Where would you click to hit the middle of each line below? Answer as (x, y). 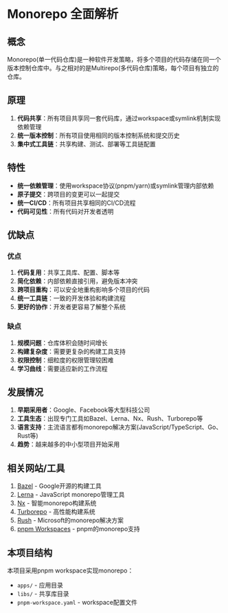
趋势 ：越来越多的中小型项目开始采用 (68, 445)
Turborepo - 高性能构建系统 (56, 512)
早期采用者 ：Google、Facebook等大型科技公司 (83, 410)
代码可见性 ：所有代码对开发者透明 (65, 211)
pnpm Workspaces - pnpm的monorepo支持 (79, 529)
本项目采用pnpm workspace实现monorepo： (70, 570)
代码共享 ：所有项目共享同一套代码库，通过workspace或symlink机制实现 (119, 118)
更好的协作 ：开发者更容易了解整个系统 (71, 307)
